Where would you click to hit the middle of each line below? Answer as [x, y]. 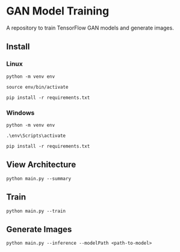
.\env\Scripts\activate [36, 136]
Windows [20, 113]
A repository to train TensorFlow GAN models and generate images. [90, 28]
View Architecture [41, 165]
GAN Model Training [58, 11]
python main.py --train [36, 211]
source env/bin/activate [37, 87]
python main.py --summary [39, 178]
